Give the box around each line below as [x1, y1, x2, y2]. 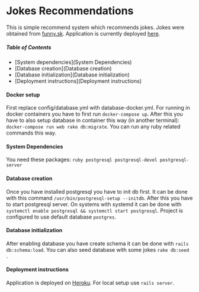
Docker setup [6, 91, 40, 98]
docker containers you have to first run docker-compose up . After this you [6, 111, 184, 118]
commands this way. [6, 129, 56, 137]
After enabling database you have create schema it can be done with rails [6, 240, 189, 247]
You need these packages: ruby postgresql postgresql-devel [6, 156, 158, 163]
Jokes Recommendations [6, 4, 134, 18]
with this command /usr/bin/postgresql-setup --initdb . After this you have [6, 194, 193, 201]
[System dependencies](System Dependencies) [14, 58, 132, 66]
